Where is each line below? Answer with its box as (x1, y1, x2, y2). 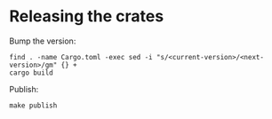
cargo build (9, 68, 53, 77)
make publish (9, 100, 58, 110)
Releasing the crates (9, 6, 164, 27)
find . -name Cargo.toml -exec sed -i (9, 52, 153, 61)
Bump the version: (9, 36, 76, 46)
